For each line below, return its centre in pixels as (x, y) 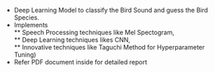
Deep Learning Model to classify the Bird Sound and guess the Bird (111, 10)
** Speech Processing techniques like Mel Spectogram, (94, 32)
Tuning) (25, 55)
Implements (31, 25)
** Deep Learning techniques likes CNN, (72, 40)
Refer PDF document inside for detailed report (81, 62)
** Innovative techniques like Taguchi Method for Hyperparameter (109, 47)
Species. (27, 17)
